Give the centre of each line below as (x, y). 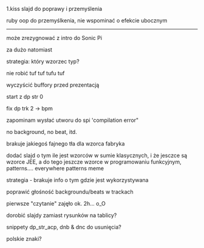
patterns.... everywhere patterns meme (55, 168)
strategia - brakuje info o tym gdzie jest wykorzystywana (77, 180)
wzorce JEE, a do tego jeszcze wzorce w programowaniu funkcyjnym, (94, 162)
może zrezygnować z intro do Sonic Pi (54, 38)
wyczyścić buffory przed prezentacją (53, 85)
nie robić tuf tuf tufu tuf (36, 73)
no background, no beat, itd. (42, 132)
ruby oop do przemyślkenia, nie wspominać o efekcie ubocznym (87, 20)
